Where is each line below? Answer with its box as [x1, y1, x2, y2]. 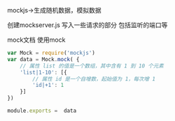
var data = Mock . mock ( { [7, 56, 80, 63]
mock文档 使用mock [7, 35, 66, 44]
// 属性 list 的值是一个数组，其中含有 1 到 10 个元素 [20, 62, 164, 70]
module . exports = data [7, 107, 77, 114]
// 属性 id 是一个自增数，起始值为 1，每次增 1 [32, 75, 156, 82]
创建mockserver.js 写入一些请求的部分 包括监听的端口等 [7, 21, 168, 29]
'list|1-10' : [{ [20, 69, 68, 76]
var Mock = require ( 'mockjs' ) [7, 49, 96, 56]
